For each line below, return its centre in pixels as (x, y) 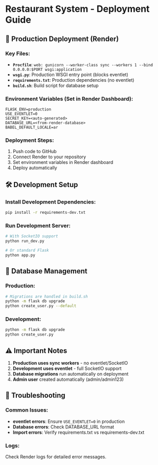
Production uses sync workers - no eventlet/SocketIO (70, 363)
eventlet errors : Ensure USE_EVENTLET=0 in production (69, 421)
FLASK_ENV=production (28, 109)
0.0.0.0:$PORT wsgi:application (47, 69)
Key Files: (18, 53)
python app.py (20, 255)
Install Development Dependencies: (51, 202)
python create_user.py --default (41, 306)
